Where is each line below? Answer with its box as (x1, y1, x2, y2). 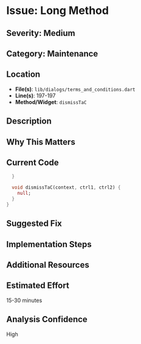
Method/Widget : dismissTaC (15, 98, 87, 105)
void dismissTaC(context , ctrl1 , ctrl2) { (12, 184, 121, 191)
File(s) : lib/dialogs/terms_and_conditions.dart (15, 85, 136, 93)
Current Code (6, 157, 59, 167)
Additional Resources (6, 259, 89, 270)
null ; (17, 190, 32, 197)
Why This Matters (6, 136, 76, 147)
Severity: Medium (6, 28, 75, 38)
